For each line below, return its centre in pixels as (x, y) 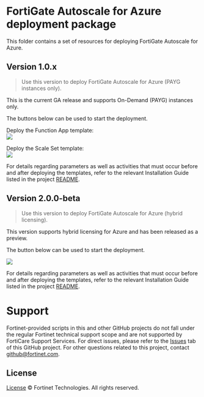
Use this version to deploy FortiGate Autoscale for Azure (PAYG (101, 81)
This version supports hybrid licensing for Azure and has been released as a (102, 231)
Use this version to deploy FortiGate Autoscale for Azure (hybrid (102, 213)
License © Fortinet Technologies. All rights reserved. (73, 388)
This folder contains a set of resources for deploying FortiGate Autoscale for (102, 41)
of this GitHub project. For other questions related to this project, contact (98, 347)
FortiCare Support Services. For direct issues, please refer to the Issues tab (101, 341)
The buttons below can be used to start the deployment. (77, 118)
